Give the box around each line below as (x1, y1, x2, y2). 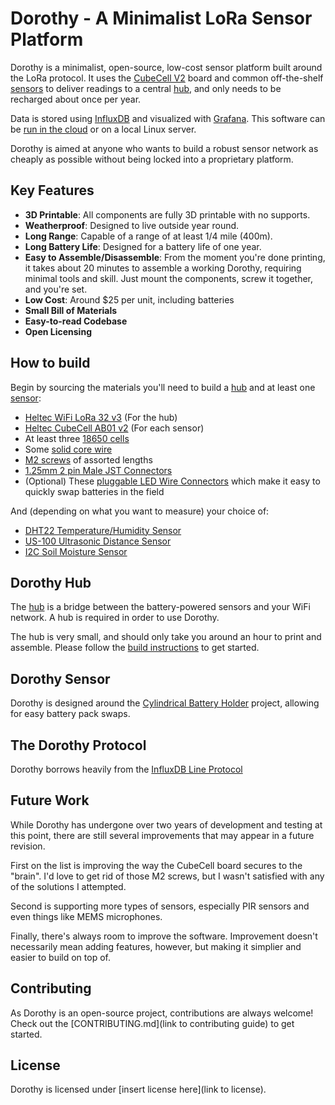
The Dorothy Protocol (10, 737, 147, 754)
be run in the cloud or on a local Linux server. (10, 123, 197, 135)
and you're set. (24, 283, 88, 295)
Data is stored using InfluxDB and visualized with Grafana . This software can (10, 112, 326, 124)
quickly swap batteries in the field (24, 485, 165, 497)
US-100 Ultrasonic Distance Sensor (24, 535, 172, 547)
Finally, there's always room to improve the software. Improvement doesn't (10, 930, 318, 942)
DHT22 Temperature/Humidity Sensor (24, 524, 182, 536)
